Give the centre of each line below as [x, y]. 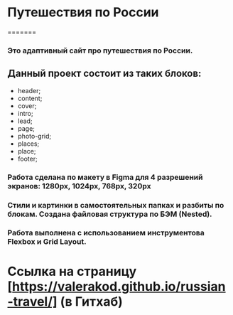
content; [30, 98]
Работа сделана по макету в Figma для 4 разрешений [105, 177]
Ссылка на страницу [72, 271]
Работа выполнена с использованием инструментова [106, 233]
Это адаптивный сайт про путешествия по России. [100, 50]
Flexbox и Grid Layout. [47, 242]
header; [29, 90]
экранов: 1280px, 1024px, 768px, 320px [79, 186]
